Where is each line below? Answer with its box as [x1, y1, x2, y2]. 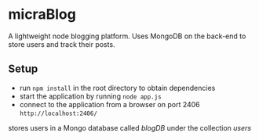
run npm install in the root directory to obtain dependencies [19, 83, 216, 92]
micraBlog [8, 5, 76, 23]
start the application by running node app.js [19, 92, 162, 101]
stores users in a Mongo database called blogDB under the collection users [8, 123, 252, 132]
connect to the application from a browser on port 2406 [19, 99, 200, 109]
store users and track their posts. [8, 39, 115, 48]
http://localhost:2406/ [19, 109, 98, 117]
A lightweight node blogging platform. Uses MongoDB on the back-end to [8, 31, 246, 41]
